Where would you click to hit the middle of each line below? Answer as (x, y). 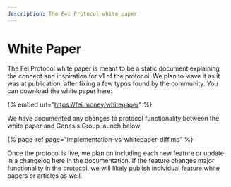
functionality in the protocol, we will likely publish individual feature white (114, 168)
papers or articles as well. (45, 175)
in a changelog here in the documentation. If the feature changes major (111, 160)
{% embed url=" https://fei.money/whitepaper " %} (80, 104)
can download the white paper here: (60, 91)
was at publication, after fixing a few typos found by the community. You (113, 83)
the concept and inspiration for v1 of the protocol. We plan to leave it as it (114, 76)
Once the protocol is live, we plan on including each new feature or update (116, 153)
